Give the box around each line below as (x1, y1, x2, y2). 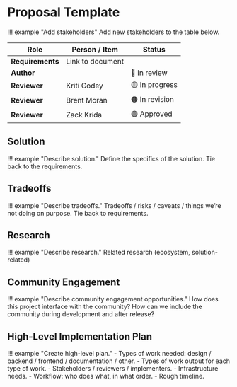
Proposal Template (7, 4, 120, 21)
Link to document (66, 56, 125, 66)
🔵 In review (130, 68, 168, 78)
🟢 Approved (130, 109, 173, 119)
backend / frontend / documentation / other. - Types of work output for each (7, 357, 231, 365)
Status (142, 44, 166, 54)
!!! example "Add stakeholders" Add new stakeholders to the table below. (7, 28, 220, 36)
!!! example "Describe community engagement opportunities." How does (7, 295, 219, 304)
